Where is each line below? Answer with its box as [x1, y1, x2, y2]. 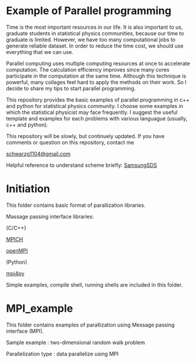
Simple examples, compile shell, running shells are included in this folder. [6, 281, 183, 288]
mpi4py [6, 270, 25, 277]
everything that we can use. [6, 48, 73, 55]
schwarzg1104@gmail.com [6, 150, 71, 157]
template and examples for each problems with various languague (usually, [6, 115, 188, 122]
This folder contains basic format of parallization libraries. [6, 201, 146, 209]
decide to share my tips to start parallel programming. [6, 85, 136, 92]
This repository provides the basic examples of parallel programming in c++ [6, 96, 190, 103]
